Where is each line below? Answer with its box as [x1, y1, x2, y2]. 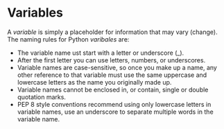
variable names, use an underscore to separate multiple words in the [17, 108, 214, 116]
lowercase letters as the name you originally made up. [17, 78, 172, 86]
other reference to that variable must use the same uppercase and [17, 71, 207, 79]
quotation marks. [17, 92, 66, 101]
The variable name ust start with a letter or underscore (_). [17, 49, 184, 57]
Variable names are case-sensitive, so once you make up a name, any [17, 63, 217, 71]
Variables [7, 5, 64, 21]
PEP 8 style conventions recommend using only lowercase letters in [17, 100, 212, 108]
